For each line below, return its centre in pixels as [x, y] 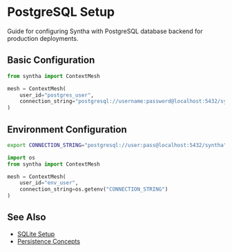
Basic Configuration [51, 60]
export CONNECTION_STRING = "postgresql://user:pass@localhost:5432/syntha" [117, 145]
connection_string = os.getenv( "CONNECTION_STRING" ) [94, 190]
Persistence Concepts [49, 241]
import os [21, 157]
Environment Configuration [67, 129]
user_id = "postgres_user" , [57, 95]
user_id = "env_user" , [49, 183]
